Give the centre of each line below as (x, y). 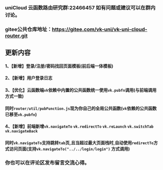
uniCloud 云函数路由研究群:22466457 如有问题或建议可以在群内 (80, 7)
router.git (16, 36)
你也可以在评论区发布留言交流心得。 (47, 163)
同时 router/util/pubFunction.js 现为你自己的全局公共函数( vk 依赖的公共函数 (81, 108)
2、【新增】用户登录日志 (29, 78)
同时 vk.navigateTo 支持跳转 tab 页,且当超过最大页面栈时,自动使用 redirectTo (79, 143)
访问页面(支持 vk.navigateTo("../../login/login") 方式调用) (69, 149)
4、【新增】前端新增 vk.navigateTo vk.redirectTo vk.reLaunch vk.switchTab (79, 126)
